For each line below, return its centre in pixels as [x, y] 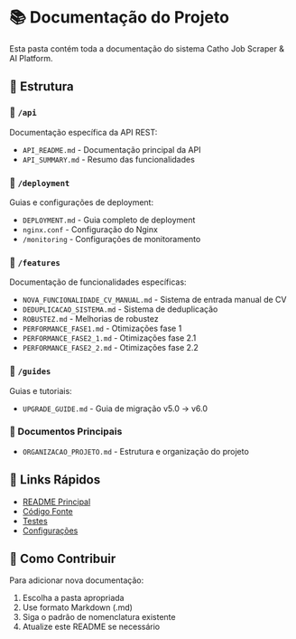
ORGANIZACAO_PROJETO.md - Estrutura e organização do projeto [136, 451]
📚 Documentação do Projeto [120, 18]
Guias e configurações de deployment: [82, 202]
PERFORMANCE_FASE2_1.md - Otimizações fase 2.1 [109, 338]
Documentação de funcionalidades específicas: [98, 282]
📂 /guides [30, 371]
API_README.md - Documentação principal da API [111, 149]
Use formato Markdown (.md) [78, 607]
